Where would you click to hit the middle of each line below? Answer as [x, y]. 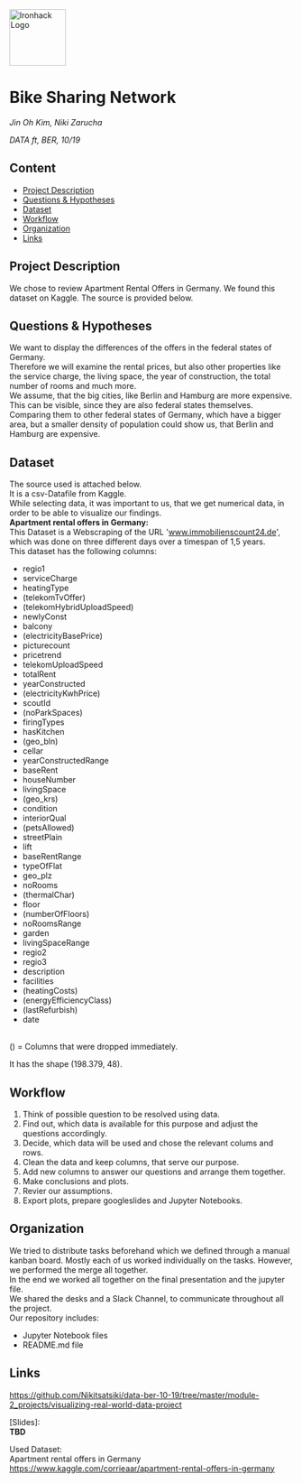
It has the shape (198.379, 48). [66, 1064]
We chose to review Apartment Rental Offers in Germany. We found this [142, 288]
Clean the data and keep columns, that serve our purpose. [131, 1162]
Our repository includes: [54, 1318]
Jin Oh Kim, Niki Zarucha [56, 122]
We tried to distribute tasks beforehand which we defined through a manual [150, 1250]
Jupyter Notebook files [65, 1335]
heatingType [46, 588]
